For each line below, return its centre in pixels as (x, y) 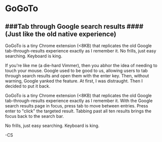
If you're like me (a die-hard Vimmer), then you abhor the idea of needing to (81, 65)
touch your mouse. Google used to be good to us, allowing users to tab (76, 71)
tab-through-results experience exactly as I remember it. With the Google (79, 101)
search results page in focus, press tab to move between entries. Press (77, 106)
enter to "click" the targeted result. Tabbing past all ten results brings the (78, 111)
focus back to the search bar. (35, 116)
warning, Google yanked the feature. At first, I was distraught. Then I (74, 81)
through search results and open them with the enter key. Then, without (77, 76)
